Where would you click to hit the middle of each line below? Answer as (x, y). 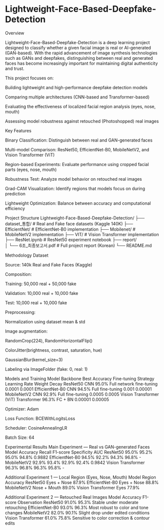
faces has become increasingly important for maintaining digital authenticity (82, 63)
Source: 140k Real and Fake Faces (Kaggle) (49, 265)
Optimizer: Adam (22, 409)
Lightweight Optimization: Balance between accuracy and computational (78, 203)
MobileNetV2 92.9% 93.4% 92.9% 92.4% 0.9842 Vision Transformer (75, 462)
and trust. (15, 68)
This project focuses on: (30, 78)
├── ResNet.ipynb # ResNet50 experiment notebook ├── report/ (71, 240)
